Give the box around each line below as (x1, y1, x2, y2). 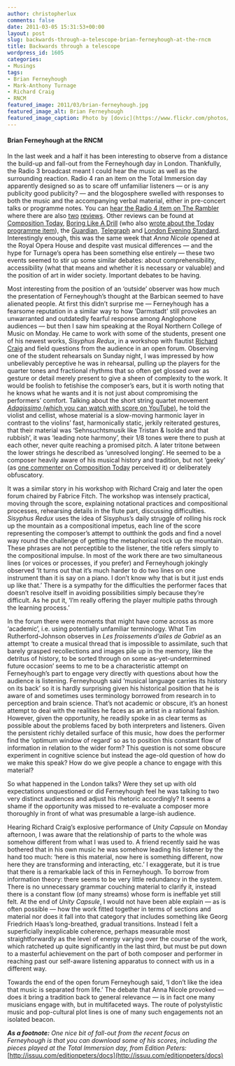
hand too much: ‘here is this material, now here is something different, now (7, 852, 222, 861)
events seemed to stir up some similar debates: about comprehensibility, (7, 256, 217, 264)
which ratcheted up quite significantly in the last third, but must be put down (7, 942, 227, 950)
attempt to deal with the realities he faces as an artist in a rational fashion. (7, 706, 220, 715)
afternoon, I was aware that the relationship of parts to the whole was (7, 830, 208, 838)
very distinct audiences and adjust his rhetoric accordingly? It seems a (7, 794, 211, 802)
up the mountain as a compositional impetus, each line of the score (7, 521, 201, 530)
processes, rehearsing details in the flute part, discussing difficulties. (7, 506, 206, 515)
